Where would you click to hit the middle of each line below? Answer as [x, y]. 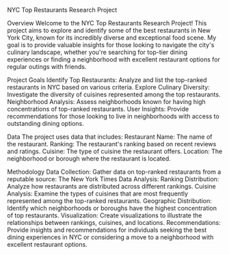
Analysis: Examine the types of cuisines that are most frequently [98, 193]
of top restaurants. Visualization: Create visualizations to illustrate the [105, 215]
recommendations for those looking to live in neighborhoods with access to [113, 116]
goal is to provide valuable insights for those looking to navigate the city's [111, 45]
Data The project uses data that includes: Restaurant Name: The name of [110, 137]
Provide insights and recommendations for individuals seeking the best [107, 230]
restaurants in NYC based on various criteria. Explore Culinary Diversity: [108, 87]
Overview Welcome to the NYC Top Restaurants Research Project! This [107, 23]
